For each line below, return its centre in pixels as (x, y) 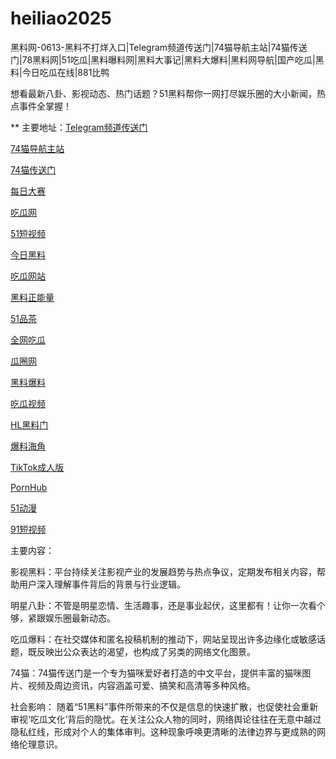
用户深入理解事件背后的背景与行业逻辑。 (102, 584)
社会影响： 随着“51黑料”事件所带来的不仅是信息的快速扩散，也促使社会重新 (164, 706)
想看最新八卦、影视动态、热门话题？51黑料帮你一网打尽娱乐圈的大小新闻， (163, 93)
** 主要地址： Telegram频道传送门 (79, 127)
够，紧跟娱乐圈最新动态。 (63, 618)
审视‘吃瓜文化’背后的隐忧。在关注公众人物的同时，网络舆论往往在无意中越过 (166, 719)
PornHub (29, 487)
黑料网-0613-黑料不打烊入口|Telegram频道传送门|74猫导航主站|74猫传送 (159, 47)
